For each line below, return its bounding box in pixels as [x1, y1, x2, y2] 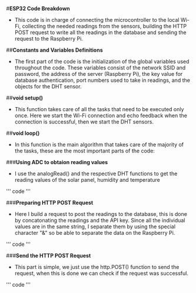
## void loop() [6, 129, 40, 136]
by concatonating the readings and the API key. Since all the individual [14, 217, 185, 224]
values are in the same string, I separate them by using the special [14, 223, 175, 230]
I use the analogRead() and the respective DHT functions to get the [14, 170, 178, 177]
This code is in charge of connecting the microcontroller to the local [14, 16, 180, 23]
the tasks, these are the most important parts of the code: [14, 147, 155, 154]
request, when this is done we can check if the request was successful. [14, 270, 188, 277]
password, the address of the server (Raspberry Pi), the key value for [14, 71, 183, 77]
